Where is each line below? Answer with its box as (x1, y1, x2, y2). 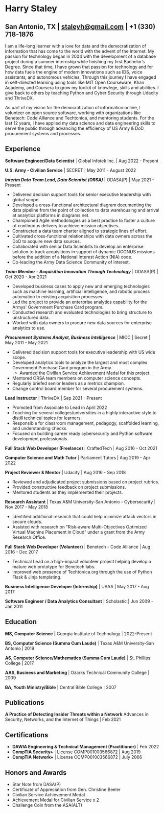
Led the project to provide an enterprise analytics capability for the (12, 299, 147, 305)
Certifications (5, 731, 48, 739)
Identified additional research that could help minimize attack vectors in (12, 513, 157, 519)
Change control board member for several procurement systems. (12, 385, 143, 391)
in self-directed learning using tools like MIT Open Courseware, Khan (5, 79, 144, 85)
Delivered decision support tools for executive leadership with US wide (12, 349, 156, 355)
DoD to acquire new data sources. (12, 238, 81, 244)
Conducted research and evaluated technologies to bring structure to (12, 309, 152, 315)
